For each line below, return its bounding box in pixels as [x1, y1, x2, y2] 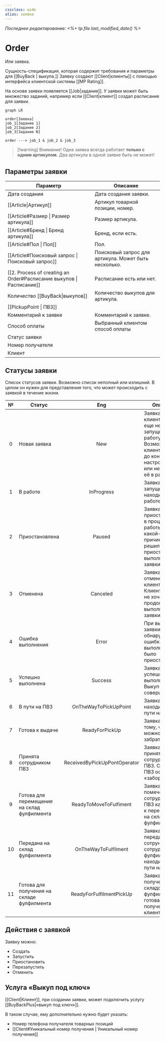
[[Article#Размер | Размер [7, 213, 70, 220]
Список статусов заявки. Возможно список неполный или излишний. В [5, 379, 155, 386]
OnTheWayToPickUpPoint [72, 704, 132, 710]
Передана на [19, 840, 50, 846]
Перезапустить [12, 964, 45, 970]
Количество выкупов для [94, 289, 155, 296]
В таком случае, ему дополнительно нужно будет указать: [5, 1011, 129, 1017]
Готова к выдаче [19, 727, 58, 733]
